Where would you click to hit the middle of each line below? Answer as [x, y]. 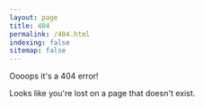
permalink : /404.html [50, 34]
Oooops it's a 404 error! [54, 76]
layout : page [34, 17]
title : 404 [30, 26]
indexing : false [40, 42]
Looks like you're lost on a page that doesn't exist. [102, 94]
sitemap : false [38, 51]
